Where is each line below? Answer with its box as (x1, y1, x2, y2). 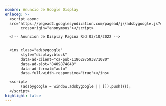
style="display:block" (20, 52, 68, 57)
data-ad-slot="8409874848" (20, 61, 77, 67)
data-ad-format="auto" (20, 66, 68, 71)
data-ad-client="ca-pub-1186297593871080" (20, 57, 110, 62)
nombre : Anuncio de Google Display (5, 7, 79, 12)
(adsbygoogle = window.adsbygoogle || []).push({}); (20, 84, 132, 89)
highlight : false (5, 93, 41, 98)
